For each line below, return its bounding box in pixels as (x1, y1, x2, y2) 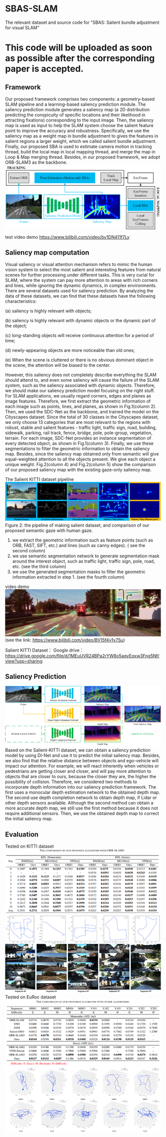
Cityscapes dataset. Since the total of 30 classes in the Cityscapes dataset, (5, 414, 159, 420)
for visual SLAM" (5, 24, 40, 30)
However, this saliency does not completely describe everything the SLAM (5, 372, 157, 378)
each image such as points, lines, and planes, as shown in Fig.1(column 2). (5, 403, 157, 409)
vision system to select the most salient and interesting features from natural (5, 267, 161, 273)
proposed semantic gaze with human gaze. (5, 528, 93, 534)
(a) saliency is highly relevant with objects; (5, 308, 92, 314)
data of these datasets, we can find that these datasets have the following (5, 293, 156, 299)
